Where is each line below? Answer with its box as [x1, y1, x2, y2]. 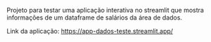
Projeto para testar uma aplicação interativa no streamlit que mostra [6, 6, 204, 14]
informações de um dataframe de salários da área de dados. [6, 13, 183, 22]
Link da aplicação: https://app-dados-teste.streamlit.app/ [6, 27, 174, 35]
